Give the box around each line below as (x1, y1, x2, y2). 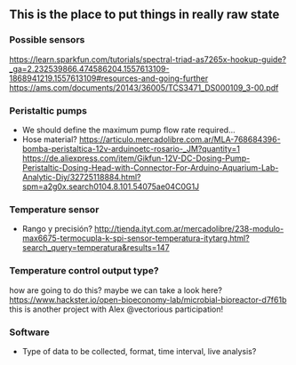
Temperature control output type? (9, 265, 159, 277)
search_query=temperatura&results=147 (21, 242, 171, 253)
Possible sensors (9, 34, 85, 46)
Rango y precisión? (21, 224, 93, 234)
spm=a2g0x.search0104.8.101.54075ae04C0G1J (21, 181, 200, 192)
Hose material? (21, 133, 78, 145)
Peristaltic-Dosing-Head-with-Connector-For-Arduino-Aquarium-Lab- (21, 162, 279, 172)
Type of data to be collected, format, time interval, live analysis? (21, 345, 257, 356)
